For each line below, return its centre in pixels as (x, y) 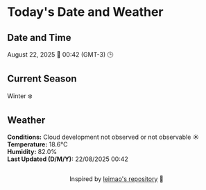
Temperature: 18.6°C (37, 144)
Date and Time (39, 38)
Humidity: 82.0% (32, 151)
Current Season (42, 79)
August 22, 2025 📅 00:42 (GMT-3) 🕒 (60, 55)
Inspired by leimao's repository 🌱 (117, 179)
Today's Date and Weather (85, 12)
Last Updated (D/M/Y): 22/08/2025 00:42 (68, 159)
